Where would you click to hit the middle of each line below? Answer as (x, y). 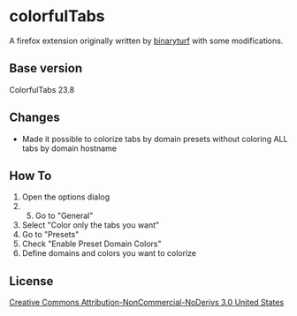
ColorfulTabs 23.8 (42, 89)
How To (30, 175)
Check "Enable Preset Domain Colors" (91, 244)
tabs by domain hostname (69, 148)
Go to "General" (64, 216)
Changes (34, 118)
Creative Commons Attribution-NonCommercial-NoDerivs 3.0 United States (147, 303)
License (31, 281)
